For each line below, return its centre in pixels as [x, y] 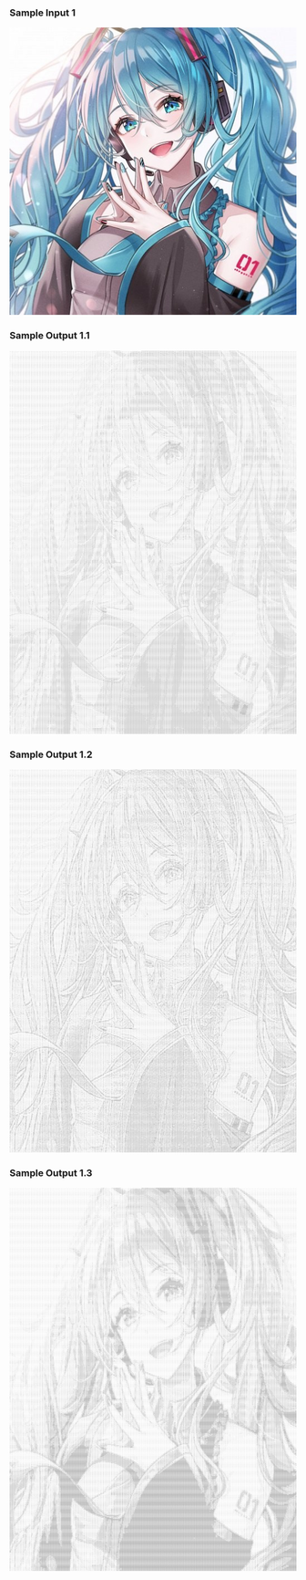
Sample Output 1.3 [51, 1172]
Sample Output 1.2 [51, 754]
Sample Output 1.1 [50, 336]
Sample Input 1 [42, 13]
